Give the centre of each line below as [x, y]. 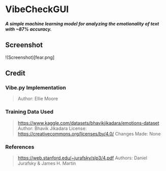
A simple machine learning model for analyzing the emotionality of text [82, 23]
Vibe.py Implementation [36, 87]
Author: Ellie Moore [38, 99]
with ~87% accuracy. [28, 29]
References [20, 147]
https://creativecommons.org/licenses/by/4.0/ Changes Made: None [89, 133]
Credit [15, 73]
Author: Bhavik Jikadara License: [52, 128]
